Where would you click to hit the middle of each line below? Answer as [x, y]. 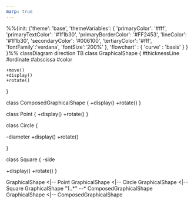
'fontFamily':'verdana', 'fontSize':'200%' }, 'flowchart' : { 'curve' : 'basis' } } [97, 47]
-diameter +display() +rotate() [42, 137]
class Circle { [22, 125]
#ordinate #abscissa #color [39, 59]
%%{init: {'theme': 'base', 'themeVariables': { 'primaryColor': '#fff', [87, 28]
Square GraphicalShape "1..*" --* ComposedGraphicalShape [79, 188]
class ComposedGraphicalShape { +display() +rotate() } [74, 103]
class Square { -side [31, 159]
